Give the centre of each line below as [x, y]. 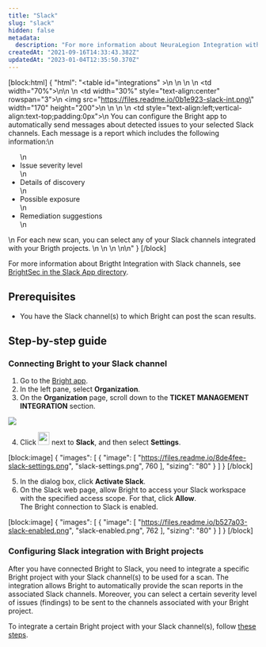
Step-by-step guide [58, 341]
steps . [19, 634]
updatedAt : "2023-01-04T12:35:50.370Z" [74, 60]
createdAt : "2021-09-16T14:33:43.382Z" [74, 52]
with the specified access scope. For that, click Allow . [108, 499]
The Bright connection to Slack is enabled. [89, 507]
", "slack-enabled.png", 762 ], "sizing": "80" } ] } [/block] [161, 531]
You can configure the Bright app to [169, 116]
